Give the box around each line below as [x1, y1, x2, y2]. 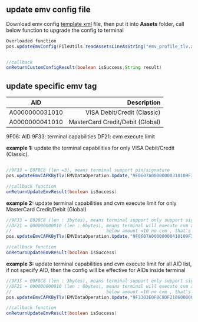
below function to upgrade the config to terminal [6, 26, 124, 34]
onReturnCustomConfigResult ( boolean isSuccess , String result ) [6, 65, 162, 71]
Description [127, 98, 161, 107]
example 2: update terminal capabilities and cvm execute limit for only [6, 200, 177, 207]
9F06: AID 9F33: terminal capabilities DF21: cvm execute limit [6, 133, 155, 140]
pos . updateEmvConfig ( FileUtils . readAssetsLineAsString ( [6, 44, 146, 49]
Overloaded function [6, 38, 57, 44]
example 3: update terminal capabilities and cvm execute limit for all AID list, [6, 260, 192, 267]
